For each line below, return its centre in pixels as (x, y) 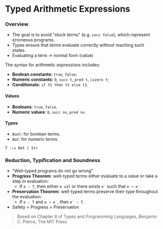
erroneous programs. (33, 40)
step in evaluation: (30, 181)
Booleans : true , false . (35, 107)
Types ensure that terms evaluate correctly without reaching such (78, 45)
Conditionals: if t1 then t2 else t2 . (50, 85)
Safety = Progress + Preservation (45, 207)
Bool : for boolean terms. (36, 134)
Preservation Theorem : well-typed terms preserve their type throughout (85, 191)
